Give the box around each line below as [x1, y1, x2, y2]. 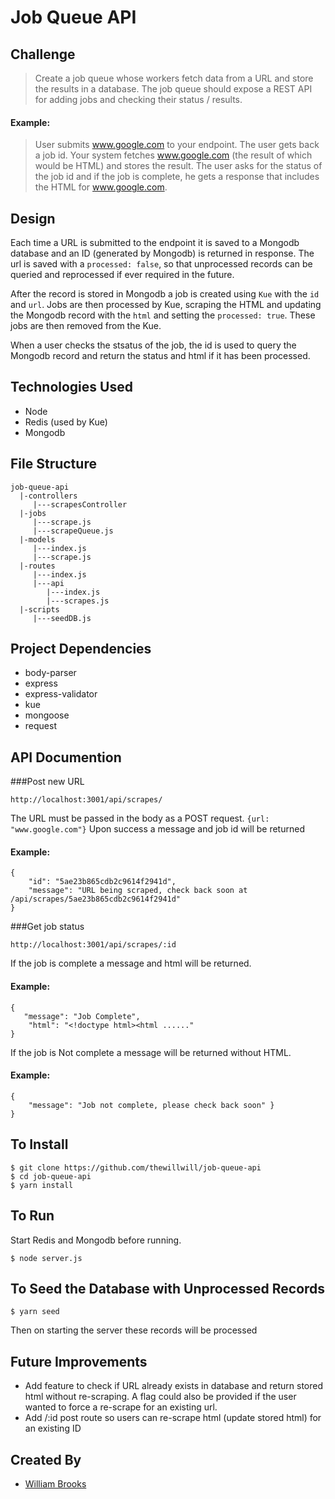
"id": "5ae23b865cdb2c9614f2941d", [28, 877, 177, 887]
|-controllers [19, 491, 78, 501]
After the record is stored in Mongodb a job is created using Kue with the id [10, 288, 320, 300]
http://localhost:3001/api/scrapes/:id [10, 940, 177, 950]
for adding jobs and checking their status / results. [34, 94, 243, 105]
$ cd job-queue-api [10, 1171, 92, 1181]
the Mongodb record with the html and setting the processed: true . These [10, 309, 316, 321]
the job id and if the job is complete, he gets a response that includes [34, 171, 320, 183]
